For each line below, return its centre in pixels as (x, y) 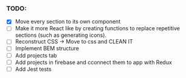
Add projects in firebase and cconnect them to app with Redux (93, 62)
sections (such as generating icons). (61, 35)
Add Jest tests (33, 69)
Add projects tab (36, 55)
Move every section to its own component (67, 22)
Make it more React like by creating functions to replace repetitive (98, 28)
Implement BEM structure (47, 48)
